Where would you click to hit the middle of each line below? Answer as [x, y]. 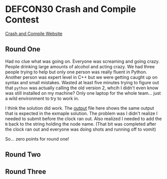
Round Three [26, 171]
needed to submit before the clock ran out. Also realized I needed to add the [83, 119]
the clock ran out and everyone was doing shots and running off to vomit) [81, 129]
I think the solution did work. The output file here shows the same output [80, 108]
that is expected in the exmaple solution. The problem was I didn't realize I [82, 113]
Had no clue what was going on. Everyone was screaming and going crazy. [83, 61]
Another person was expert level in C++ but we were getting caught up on [82, 77]
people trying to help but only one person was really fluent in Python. [76, 72]
